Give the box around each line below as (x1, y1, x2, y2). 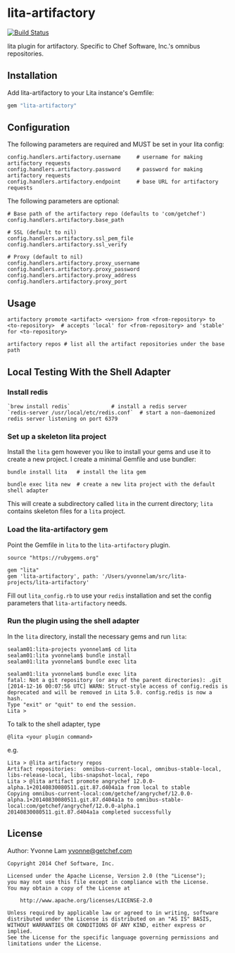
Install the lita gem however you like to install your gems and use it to (7, 448, 211, 456)
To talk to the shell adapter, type (7, 719, 101, 728)
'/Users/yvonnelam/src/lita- (101, 572, 188, 580)
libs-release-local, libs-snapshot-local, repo (7, 771, 150, 778)
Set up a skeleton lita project (7, 431, 107, 441)
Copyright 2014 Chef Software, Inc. (7, 860, 115, 867)
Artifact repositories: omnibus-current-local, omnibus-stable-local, (7, 765, 222, 772)
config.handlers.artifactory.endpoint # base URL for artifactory (7, 178, 219, 186)
